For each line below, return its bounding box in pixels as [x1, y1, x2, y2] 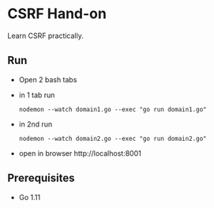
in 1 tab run [18, 90, 55, 100]
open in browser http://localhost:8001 [18, 148, 141, 158]
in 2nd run [18, 119, 53, 129]
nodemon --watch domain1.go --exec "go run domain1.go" [18, 105, 207, 113]
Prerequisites [7, 172, 75, 185]
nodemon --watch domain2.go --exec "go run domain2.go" [18, 134, 207, 142]
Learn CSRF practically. [7, 31, 84, 40]
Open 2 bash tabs [18, 74, 77, 84]
